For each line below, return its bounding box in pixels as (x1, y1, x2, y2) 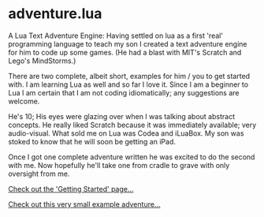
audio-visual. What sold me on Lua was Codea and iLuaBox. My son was (8, 128, 244, 138)
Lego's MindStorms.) (8, 56, 76, 65)
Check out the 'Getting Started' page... (8, 184, 134, 193)
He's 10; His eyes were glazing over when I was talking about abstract (8, 111, 235, 121)
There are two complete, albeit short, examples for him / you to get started (8, 71, 251, 80)
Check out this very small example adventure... (8, 199, 161, 209)
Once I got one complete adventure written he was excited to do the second (8, 152, 255, 162)
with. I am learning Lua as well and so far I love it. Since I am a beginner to (8, 80, 249, 89)
